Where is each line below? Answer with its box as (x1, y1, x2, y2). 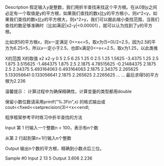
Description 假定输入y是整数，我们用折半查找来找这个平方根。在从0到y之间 (5, 4, 158, 10)
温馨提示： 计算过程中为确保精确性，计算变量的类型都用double (5, 88, 132, 94)
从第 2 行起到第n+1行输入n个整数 (5, 135, 71, 141)
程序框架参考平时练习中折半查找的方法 (5, 114, 82, 120)
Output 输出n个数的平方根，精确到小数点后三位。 (5, 145, 104, 151)
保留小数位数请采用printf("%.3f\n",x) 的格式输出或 (5, 99, 106, 104)
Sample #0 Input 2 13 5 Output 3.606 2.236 (5, 155, 93, 161)
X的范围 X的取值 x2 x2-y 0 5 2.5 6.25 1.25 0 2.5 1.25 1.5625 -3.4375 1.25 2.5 (5, 56, 159, 61)
